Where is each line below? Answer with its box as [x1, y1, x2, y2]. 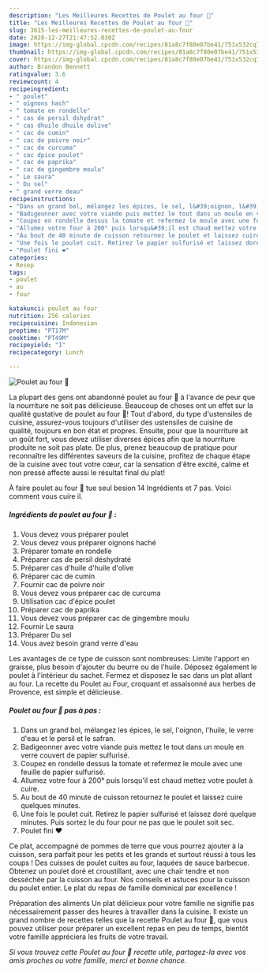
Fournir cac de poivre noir [20, 579, 105, 589]
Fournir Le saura [20, 621, 74, 631]
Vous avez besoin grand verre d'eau [20, 638, 139, 648]
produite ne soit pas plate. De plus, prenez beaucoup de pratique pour [9, 443, 238, 452]
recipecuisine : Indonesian [9, 319, 98, 327]
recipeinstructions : [9, 195, 77, 203]
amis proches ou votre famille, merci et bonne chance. [9, 956, 187, 965]
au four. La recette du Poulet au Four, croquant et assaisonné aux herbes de [9, 679, 256, 688]
